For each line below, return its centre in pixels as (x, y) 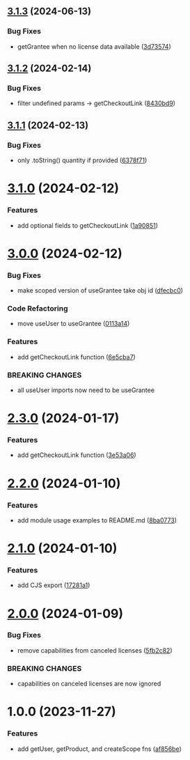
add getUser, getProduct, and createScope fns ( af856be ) (100, 749)
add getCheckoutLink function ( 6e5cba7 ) (76, 357)
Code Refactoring (38, 308)
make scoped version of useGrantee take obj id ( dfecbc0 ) (100, 290)
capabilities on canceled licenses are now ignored (89, 684)
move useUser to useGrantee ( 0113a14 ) (73, 324)
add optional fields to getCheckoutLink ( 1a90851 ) (88, 225)
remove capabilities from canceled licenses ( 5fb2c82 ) (95, 650)
